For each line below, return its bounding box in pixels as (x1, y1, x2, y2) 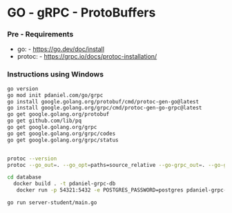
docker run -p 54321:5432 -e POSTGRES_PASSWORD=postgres (16, 187, 184, 194)
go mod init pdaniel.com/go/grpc (7, 92, 104, 99)
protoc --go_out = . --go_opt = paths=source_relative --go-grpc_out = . (7, 161, 206, 168)
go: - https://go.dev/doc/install (17, 45, 105, 53)
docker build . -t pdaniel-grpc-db (13, 181, 116, 187)
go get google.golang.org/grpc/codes (7, 130, 116, 137)
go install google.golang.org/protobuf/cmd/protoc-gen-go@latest (7, 98, 199, 105)
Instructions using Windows (7, 70, 104, 79)
